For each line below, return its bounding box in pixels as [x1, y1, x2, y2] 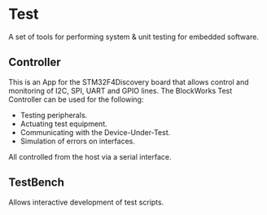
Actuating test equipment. [20, 119, 107, 129]
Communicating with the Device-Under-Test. [20, 127, 171, 137]
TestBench [8, 176, 65, 190]
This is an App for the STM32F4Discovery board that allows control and [8, 77, 250, 86]
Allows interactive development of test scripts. [8, 197, 164, 207]
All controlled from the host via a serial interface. [8, 151, 173, 161]
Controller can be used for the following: [8, 94, 144, 104]
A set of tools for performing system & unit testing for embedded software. [8, 32, 259, 42]
